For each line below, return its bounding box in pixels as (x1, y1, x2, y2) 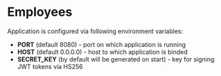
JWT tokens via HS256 (17, 62, 83, 70)
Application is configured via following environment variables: (7, 27, 184, 35)
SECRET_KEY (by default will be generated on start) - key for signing (17, 55, 215, 63)
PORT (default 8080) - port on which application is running (17, 40, 186, 48)
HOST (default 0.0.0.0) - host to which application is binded (17, 48, 188, 56)
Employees (7, 4, 73, 20)
